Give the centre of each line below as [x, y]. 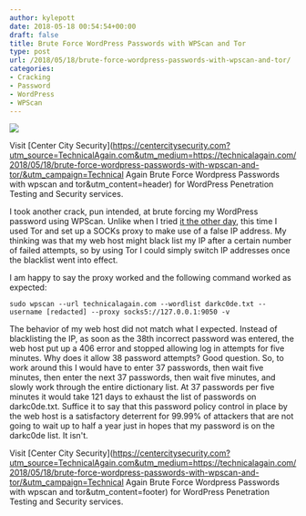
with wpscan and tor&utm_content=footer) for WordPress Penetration [140, 492]
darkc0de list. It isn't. [49, 436]
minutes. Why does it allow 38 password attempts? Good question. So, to [147, 358]
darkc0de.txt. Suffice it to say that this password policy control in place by [149, 407]
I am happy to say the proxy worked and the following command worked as [150, 278]
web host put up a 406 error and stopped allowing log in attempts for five [147, 348]
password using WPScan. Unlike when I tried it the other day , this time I [143, 222]
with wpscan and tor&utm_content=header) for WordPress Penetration [142, 184]
